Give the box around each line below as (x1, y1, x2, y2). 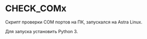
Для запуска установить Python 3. (5, 28, 78, 34)
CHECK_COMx (5, 3, 67, 14)
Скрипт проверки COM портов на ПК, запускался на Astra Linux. (5, 19, 143, 25)
